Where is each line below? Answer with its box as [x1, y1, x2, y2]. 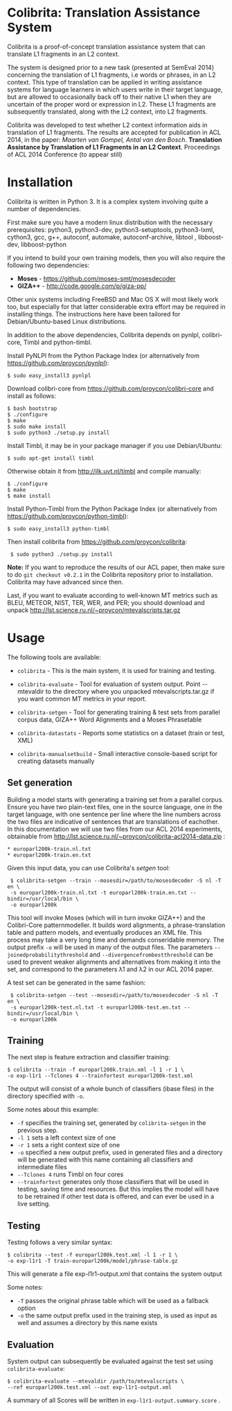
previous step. [17, 1126, 59, 1135]
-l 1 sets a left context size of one [17, 1133, 116, 1142]
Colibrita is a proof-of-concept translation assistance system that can [7, 42, 206, 51]
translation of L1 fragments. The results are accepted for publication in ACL [7, 128, 222, 136]
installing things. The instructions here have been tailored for [7, 309, 181, 318]
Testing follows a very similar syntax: [7, 1238, 113, 1247]
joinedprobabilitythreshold [7, 951, 89, 958]
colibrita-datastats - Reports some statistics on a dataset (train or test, [17, 728, 225, 737]
